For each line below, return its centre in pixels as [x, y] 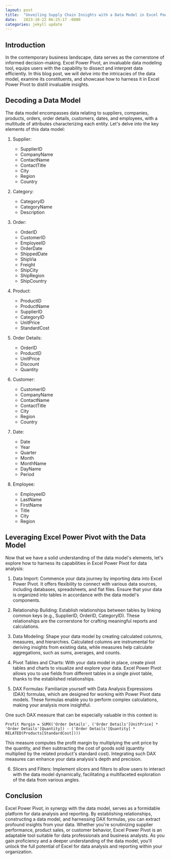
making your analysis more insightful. [52, 705]
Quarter [28, 452]
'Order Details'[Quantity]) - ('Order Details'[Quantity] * [70, 729]
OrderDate [31, 248]
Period [27, 474]
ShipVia [28, 259]
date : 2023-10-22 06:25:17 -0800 [43, 19]
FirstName [31, 505]
